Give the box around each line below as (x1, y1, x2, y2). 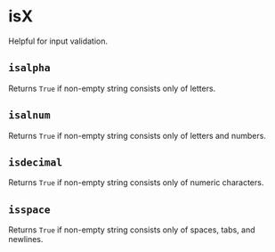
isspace (8, 203, 51, 215)
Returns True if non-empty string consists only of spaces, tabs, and (8, 224, 255, 235)
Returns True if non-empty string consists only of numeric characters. (8, 177, 264, 188)
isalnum (8, 109, 51, 122)
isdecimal (8, 156, 63, 168)
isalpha (8, 61, 51, 75)
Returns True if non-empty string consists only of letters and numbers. (8, 130, 266, 141)
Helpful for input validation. (8, 36, 109, 46)
